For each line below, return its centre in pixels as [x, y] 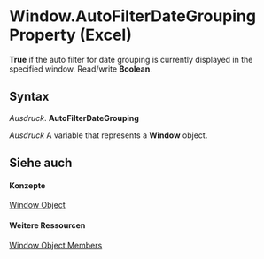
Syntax [29, 97]
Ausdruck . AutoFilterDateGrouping [74, 118]
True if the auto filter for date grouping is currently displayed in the [131, 59]
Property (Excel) [71, 35]
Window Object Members [56, 245]
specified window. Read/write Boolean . [81, 69]
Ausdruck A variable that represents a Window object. [109, 135]
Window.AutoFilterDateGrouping [133, 16]
